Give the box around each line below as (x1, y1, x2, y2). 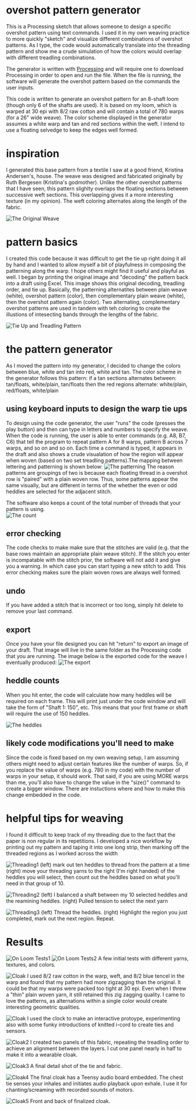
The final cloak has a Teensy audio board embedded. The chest (30, 1074, 184, 1081)
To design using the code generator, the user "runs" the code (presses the (6, 419, 185, 426)
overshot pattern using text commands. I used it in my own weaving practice (6, 29, 190, 36)
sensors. (6, 1027, 27, 1034)
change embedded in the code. (6, 791, 82, 798)
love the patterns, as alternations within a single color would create (6, 997, 167, 1004)
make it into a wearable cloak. (6, 1051, 78, 1058)
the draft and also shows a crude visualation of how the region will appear (6, 450, 184, 457)
